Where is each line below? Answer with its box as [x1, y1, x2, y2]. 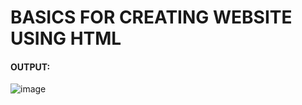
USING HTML [10, 27, 122, 50]
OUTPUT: [10, 61, 51, 73]
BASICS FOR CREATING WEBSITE [10, 6, 293, 29]
